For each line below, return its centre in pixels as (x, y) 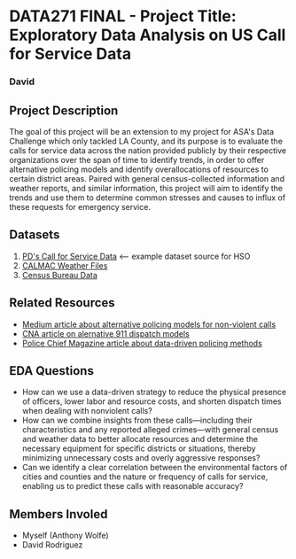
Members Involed (58, 514)
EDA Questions (52, 371)
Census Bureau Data (59, 275)
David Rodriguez (52, 545)
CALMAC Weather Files (65, 265)
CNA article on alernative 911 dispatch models (106, 333)
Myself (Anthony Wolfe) (65, 536)
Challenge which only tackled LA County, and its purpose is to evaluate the (146, 141)
